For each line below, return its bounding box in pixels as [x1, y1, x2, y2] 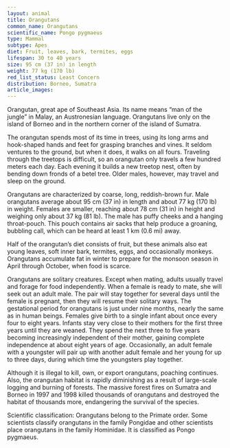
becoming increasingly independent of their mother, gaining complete [7, 333, 205, 342]
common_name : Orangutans [7, 23, 78, 30]
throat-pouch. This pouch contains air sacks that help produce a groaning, [7, 220, 218, 228]
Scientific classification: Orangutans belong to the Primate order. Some [7, 411, 208, 419]
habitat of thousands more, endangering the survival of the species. [7, 398, 199, 406]
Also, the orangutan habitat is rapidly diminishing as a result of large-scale [7, 376, 218, 384]
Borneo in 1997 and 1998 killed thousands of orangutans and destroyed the [7, 390, 220, 399]
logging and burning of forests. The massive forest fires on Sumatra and [7, 384, 211, 392]
